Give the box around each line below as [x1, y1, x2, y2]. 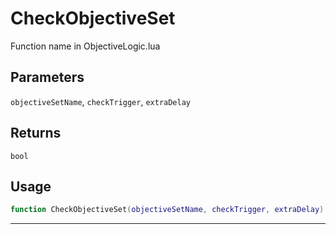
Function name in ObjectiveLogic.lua [10, 40, 161, 52]
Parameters [10, 69, 85, 86]
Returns [10, 125, 62, 142]
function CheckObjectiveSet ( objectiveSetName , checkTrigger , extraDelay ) [10, 205, 325, 215]
